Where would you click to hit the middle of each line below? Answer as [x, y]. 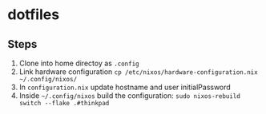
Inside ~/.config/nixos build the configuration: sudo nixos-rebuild [130, 96]
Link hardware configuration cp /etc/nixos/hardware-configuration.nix [138, 72]
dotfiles [34, 15]
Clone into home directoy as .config [79, 63]
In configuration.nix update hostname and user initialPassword [125, 87]
